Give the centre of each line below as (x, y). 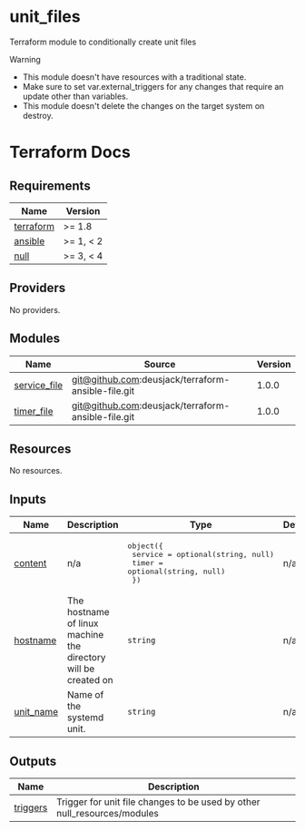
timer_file (34, 411)
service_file (39, 385)
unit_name (36, 712)
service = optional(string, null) (203, 555)
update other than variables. (75, 96)
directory (86, 658)
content (30, 562)
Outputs (33, 761)
